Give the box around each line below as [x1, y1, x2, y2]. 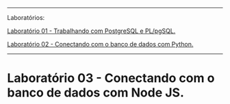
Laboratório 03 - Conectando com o [7, 70, 215, 86]
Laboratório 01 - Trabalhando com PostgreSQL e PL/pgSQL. [7, 27, 176, 35]
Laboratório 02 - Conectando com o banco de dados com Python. [7, 40, 194, 48]
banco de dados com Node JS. [7, 85, 185, 101]
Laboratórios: [7, 14, 45, 21]
